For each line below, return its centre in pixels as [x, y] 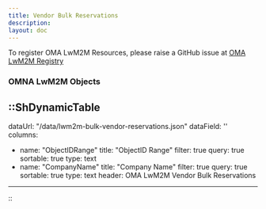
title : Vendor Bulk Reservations [63, 15]
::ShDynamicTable [54, 107]
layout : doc [28, 30]
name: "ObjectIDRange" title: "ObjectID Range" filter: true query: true [132, 150]
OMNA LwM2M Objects [54, 82]
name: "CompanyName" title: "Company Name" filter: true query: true [133, 167]
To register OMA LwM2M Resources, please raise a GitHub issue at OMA [127, 53]
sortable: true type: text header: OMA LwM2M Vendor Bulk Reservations [138, 176]
